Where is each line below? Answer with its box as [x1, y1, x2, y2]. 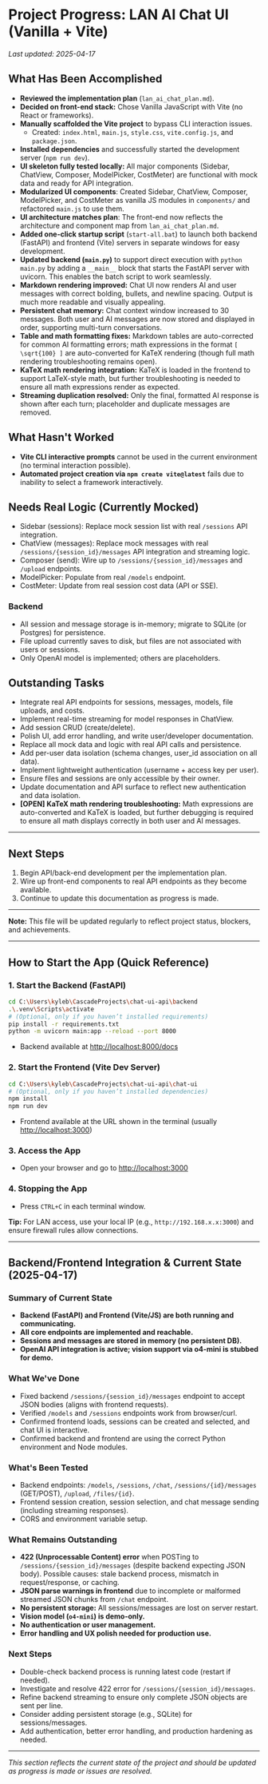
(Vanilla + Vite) [8, 22, 109, 41]
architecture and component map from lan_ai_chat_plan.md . [19, 221, 219, 230]
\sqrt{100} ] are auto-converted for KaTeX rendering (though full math [19, 348, 255, 357]
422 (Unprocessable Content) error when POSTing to [19, 1552, 199, 1562]
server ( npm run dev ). [19, 153, 90, 162]
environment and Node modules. [19, 1442, 128, 1452]
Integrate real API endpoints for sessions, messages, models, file [19, 697, 234, 707]
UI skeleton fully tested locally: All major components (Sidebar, [19, 161, 230, 171]
